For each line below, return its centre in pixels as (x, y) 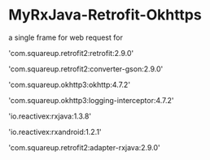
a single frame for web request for (66, 37)
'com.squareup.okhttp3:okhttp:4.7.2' (70, 84)
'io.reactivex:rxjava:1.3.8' (50, 116)
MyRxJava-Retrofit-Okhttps (105, 15)
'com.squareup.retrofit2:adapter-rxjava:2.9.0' (84, 147)
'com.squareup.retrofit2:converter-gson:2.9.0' (86, 69)
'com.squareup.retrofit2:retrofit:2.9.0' (71, 53)
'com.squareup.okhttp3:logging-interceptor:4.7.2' (91, 100)
